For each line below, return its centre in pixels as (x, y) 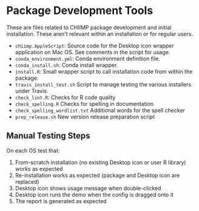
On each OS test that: (33, 150)
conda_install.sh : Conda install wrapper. (66, 65)
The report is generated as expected (61, 201)
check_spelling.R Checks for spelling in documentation (84, 103)
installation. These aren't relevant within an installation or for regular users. (99, 33)
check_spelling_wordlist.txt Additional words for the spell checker (100, 110)
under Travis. (32, 91)
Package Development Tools (80, 11)
